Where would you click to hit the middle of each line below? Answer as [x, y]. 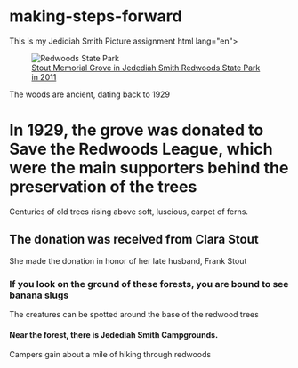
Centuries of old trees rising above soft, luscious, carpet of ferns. [129, 212]
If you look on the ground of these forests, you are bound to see [149, 284]
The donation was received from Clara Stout [134, 240]
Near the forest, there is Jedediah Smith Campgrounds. [114, 334]
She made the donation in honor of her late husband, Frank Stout [128, 260]
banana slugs [39, 295]
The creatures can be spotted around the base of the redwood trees [134, 314]
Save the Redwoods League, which [141, 149]
